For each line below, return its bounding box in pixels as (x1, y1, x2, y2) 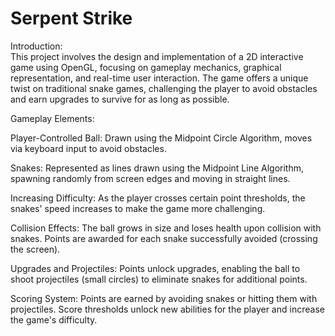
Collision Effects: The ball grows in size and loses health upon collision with (10, 222, 322, 234)
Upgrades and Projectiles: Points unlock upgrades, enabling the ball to (10, 262, 301, 274)
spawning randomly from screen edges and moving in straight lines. (10, 172, 291, 184)
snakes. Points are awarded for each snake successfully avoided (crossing (10, 232, 318, 244)
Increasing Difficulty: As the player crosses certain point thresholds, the (10, 192, 306, 204)
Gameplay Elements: (10, 112, 95, 124)
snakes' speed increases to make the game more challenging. (10, 202, 266, 214)
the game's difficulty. (10, 313, 98, 326)
